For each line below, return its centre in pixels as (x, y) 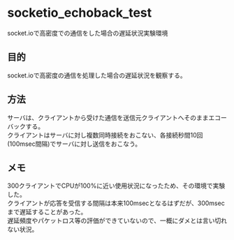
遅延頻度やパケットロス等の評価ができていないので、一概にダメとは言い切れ (117, 220)
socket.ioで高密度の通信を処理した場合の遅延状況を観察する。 (97, 75)
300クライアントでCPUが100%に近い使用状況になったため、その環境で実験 (116, 186)
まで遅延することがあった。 (47, 212)
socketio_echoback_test (80, 13)
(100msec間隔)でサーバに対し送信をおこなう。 (74, 144)
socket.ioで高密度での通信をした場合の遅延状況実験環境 (88, 33)
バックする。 (25, 126)
